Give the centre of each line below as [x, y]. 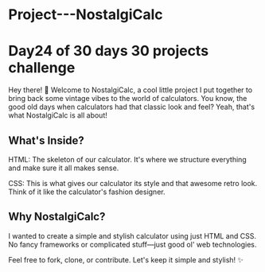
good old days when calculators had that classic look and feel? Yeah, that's [132, 107]
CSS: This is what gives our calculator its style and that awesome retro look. [133, 183]
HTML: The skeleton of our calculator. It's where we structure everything [127, 159]
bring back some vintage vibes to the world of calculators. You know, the [128, 99]
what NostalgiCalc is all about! [58, 115]
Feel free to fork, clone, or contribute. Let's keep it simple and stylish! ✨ [126, 259]
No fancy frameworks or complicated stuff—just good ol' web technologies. [132, 244]
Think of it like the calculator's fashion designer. [87, 192]
